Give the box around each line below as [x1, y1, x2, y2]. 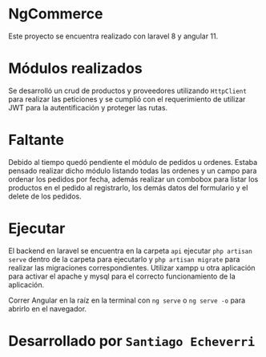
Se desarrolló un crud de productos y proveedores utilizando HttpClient [8, 86, 247, 95]
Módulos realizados [8, 59, 143, 78]
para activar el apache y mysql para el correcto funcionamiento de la [8, 271, 236, 281]
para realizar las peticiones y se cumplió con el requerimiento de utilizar [8, 94, 246, 104]
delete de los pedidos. [8, 191, 82, 201]
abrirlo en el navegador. [8, 303, 87, 313]
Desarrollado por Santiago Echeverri [8, 331, 255, 350]
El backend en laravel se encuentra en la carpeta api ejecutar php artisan [8, 246, 252, 255]
